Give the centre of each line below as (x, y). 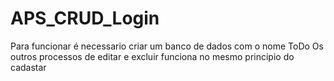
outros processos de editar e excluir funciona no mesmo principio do (152, 56)
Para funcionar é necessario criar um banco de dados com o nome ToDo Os (167, 46)
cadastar (28, 67)
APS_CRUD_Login (85, 18)
